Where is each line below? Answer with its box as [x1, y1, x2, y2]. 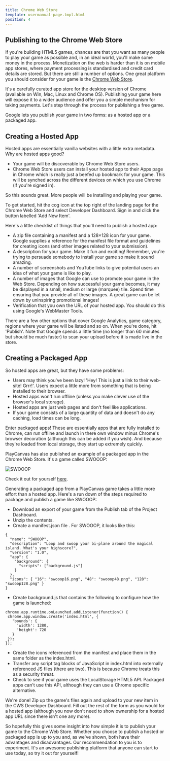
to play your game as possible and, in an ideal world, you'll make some [5, 54, 153, 61]
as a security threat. [12, 671, 55, 677]
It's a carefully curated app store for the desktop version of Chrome [5, 86, 147, 92]
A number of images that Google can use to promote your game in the [12, 275, 159, 282]
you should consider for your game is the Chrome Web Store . [5, 76, 133, 82]
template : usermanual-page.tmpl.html [5, 12, 85, 17]
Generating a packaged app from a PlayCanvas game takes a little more [5, 486, 155, 492]
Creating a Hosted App [5, 132, 79, 141]
